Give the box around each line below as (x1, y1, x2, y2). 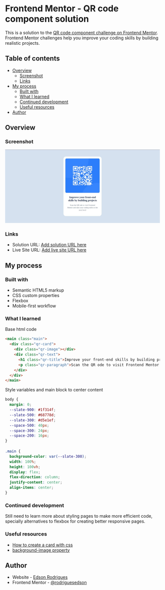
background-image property (12, 547, 70, 553)
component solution (5, 13, 89, 25)
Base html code (5, 326, 37, 332)
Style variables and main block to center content (5, 387, 103, 393)
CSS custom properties (12, 293, 60, 298)
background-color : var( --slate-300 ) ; (9, 454, 87, 459)
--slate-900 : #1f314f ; (9, 408, 56, 413)
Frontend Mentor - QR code (5, 3, 119, 14)
